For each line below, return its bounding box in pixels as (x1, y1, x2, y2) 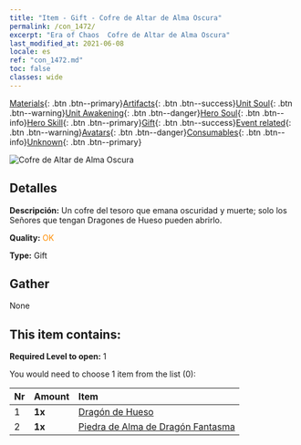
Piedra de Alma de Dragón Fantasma (78, 420, 235, 433)
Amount (33, 390, 70, 403)
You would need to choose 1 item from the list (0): (9, 368, 196, 379)
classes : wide (9, 73, 64, 82)
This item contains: (9, 326, 121, 342)
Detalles (9, 181, 57, 196)
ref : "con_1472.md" (9, 56, 84, 65)
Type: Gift (9, 250, 47, 261)
